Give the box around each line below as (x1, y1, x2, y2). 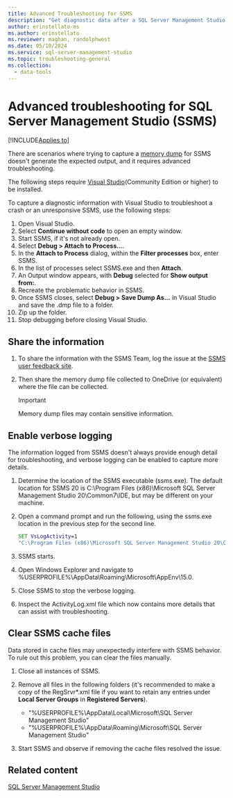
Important (17, 396, 46, 404)
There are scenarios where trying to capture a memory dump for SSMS (8, 150, 212, 158)
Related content (8, 765, 78, 776)
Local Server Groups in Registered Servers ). (17, 695, 148, 703)
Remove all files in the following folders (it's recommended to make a (17, 680, 216, 689)
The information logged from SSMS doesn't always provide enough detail (8, 448, 218, 456)
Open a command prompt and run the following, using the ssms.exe (17, 512, 212, 520)
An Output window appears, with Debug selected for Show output (17, 271, 209, 280)
